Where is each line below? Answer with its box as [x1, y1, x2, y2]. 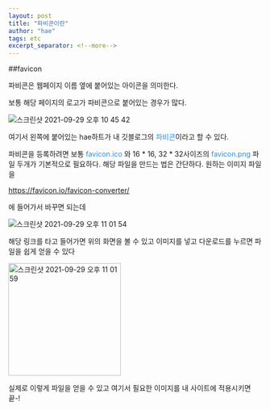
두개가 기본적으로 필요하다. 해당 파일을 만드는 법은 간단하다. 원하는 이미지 [16, 159, 247, 169]
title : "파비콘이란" [8, 19, 69, 27]
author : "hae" [8, 27, 56, 35]
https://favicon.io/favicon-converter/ [8, 186, 131, 195]
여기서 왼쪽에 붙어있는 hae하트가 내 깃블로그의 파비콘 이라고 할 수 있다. [8, 132, 230, 142]
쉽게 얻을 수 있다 [23, 247, 75, 257]
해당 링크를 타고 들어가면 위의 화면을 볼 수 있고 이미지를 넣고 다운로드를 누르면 [8, 236, 254, 246]
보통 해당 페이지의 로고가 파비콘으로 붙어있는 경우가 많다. [8, 98, 187, 107]
